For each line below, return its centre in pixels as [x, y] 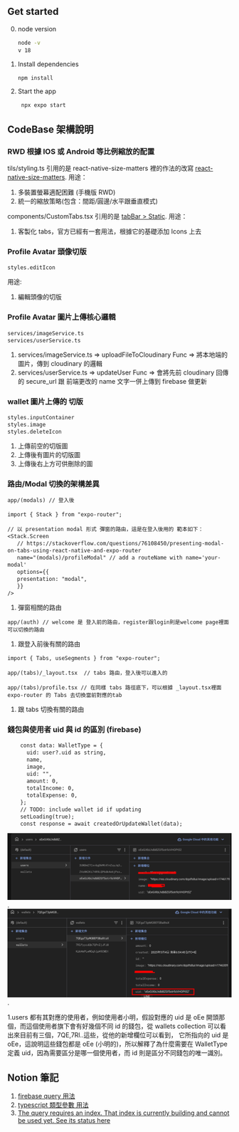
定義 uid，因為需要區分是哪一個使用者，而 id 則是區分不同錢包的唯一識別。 [117, 1053]
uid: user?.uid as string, [66, 753]
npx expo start [43, 105]
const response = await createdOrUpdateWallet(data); [101, 824]
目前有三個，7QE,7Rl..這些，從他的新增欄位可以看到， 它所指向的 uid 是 [124, 1035]
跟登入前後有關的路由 [49, 644]
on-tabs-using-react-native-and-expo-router [74, 551]
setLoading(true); [47, 817]
